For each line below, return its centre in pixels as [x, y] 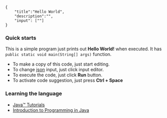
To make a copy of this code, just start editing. [61, 64]
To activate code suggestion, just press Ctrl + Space [68, 80]
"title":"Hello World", [40, 12]
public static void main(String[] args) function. [58, 54]
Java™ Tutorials [29, 105]
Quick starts [21, 38]
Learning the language [34, 94]
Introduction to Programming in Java [51, 110]
